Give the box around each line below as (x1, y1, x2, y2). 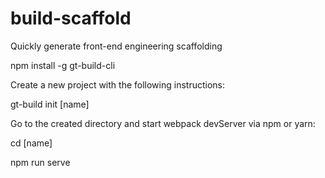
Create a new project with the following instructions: (10, 78, 225, 91)
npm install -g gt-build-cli (10, 59, 116, 71)
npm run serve (10, 156, 71, 168)
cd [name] (10, 137, 53, 149)
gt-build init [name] (10, 98, 90, 110)
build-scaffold (10, 7, 132, 30)
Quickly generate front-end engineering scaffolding (10, 40, 223, 52)
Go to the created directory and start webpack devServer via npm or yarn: (10, 117, 316, 129)
